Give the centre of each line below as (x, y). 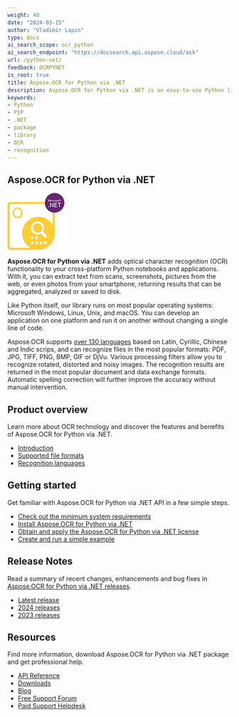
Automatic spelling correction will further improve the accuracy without (112, 380)
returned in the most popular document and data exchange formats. (107, 372)
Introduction (36, 448)
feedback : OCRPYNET (36, 68)
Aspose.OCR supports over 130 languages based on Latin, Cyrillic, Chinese (117, 342)
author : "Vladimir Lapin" (46, 30)
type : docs (23, 38)
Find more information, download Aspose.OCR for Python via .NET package (118, 654)
